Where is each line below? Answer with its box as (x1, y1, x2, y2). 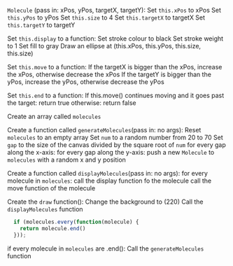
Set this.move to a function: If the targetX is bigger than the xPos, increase (7, 63, 223, 71)
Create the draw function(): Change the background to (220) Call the (7, 197, 204, 206)
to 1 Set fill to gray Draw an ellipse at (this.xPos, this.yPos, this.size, (7, 42, 202, 50)
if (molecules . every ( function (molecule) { (13, 218, 139, 225)
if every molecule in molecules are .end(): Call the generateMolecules (7, 244, 204, 253)
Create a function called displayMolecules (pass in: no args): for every (7, 169, 209, 177)
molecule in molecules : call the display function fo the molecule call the (7, 176, 212, 185)
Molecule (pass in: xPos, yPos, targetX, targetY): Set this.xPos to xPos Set (7, 6, 222, 14)
